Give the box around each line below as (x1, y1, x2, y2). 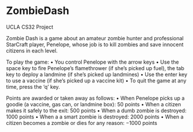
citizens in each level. (6, 47, 58, 54)
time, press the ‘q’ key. (6, 83, 60, 90)
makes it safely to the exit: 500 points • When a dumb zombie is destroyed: (6, 107, 187, 114)
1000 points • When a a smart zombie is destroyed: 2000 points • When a (6, 113, 184, 120)
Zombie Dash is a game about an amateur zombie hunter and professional (6, 34, 184, 41)
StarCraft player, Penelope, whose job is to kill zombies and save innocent (6, 41, 184, 48)
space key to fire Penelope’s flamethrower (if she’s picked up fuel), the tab (6, 64, 185, 71)
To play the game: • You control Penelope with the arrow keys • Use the (6, 58, 179, 65)
